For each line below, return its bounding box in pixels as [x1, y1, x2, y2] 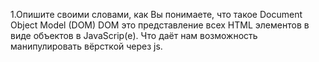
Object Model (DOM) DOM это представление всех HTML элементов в [10, 19, 310, 31]
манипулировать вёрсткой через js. [10, 40, 163, 52]
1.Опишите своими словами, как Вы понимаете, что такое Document [10, 9, 303, 20]
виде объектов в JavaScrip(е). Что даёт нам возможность [10, 30, 258, 41]
